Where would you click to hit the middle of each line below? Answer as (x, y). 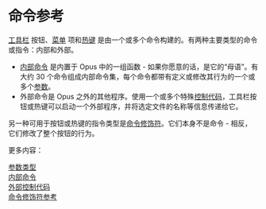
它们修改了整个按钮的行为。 (54, 133)
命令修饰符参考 (33, 196)
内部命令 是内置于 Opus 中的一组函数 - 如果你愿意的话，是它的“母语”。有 (139, 66)
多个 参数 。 (37, 86)
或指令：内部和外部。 (43, 49)
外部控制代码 (29, 187)
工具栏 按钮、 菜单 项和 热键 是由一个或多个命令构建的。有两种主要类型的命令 (133, 40)
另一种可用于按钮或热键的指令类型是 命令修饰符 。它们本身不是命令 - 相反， (130, 123)
